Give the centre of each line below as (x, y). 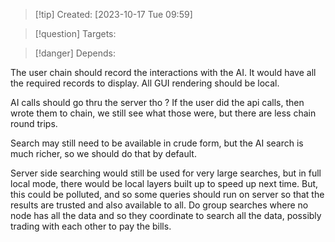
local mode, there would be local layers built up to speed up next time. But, (164, 183)
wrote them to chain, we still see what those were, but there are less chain (163, 113)
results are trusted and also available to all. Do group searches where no (159, 205)
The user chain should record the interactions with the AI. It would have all (163, 72)
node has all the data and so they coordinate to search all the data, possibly (166, 215)
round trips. (34, 123)
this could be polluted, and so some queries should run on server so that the (167, 194)
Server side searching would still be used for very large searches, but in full (166, 173)
